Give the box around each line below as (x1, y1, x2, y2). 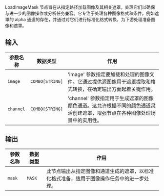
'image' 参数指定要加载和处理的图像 (67, 71, 150, 77)
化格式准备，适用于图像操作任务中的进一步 (46, 175, 144, 182)
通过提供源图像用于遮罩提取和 (82, 78, 151, 85)
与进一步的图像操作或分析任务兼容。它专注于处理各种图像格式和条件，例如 (5, 10, 155, 16)
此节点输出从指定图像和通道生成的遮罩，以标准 (46, 168, 154, 174)
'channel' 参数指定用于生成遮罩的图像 (67, 95, 154, 101)
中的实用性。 (72, 117, 102, 123)
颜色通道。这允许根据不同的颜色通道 (67, 102, 151, 109)
